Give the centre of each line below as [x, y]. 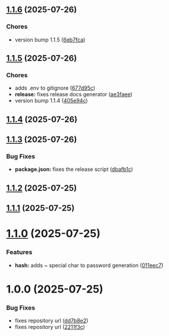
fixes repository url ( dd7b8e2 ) [51, 321]
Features [19, 252]
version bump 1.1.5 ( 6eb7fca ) [50, 39]
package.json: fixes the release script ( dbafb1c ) [74, 169]
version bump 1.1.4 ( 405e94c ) [51, 101]
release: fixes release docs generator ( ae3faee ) [73, 94]
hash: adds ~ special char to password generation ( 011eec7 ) [89, 265]
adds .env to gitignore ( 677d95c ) [55, 88]
